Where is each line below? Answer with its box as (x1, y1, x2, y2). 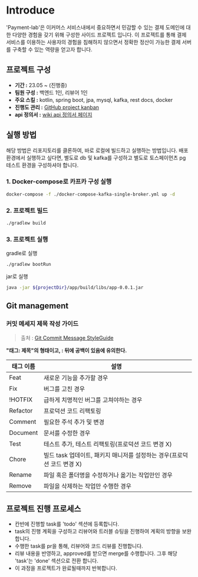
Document (9, 428, 38, 437)
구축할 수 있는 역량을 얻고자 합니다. (12, 45, 93, 53)
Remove (9, 482, 32, 490)
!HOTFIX (9, 395, 33, 404)
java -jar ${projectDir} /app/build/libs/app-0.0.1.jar (6, 285, 144, 291)
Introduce (6, 4, 55, 17)
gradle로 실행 (6, 250, 38, 257)
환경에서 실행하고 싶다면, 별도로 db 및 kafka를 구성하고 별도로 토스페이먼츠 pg (6, 154, 186, 161)
